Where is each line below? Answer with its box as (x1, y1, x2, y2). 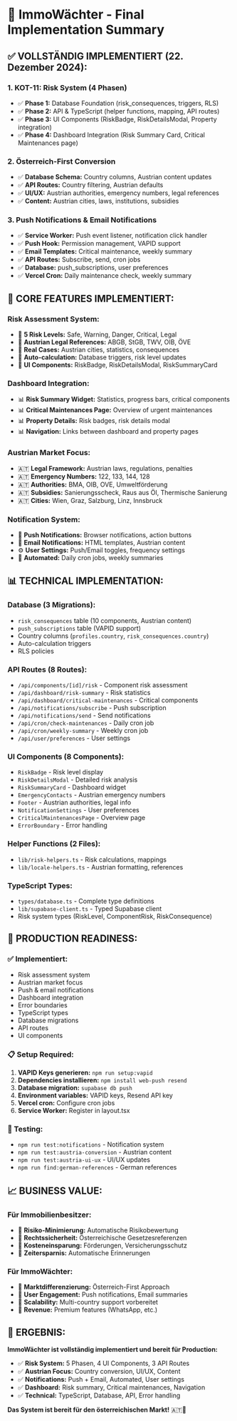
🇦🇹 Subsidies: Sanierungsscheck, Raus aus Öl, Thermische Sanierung (17, 488, 228, 497)
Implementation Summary (7, 21, 165, 38)
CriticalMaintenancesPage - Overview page (17, 814, 146, 822)
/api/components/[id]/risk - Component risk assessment (17, 681, 188, 689)
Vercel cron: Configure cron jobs (17, 1098, 115, 1107)
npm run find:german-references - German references (17, 1163, 177, 1172)
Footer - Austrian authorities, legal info (17, 798, 132, 807)
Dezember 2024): (7, 61, 88, 74)
